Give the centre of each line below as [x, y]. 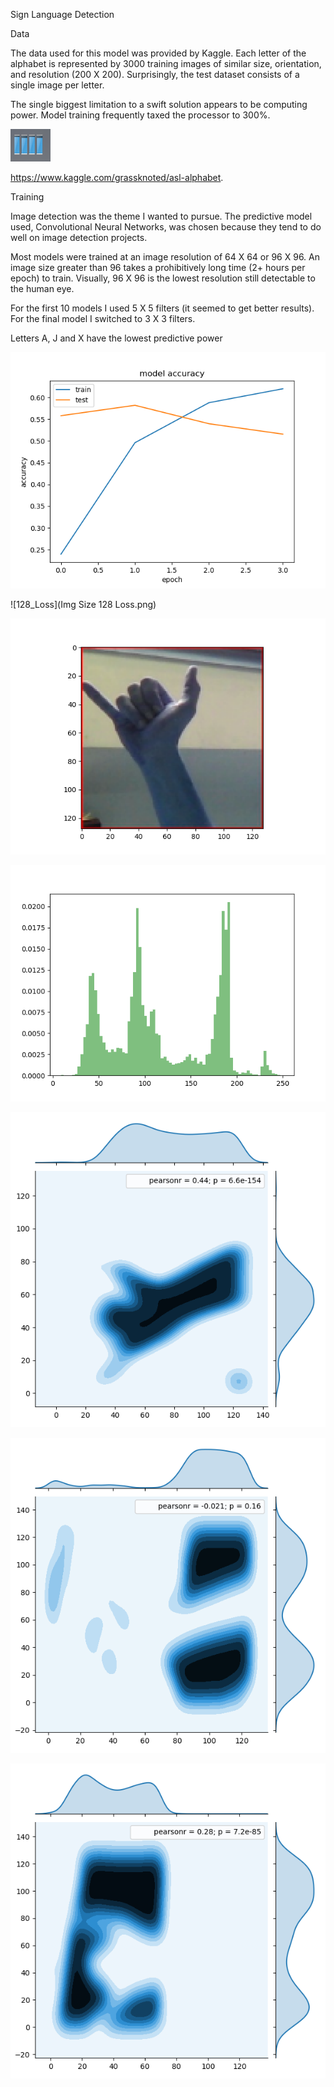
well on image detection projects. [79, 237]
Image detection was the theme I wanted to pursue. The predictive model [161, 216]
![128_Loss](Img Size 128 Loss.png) [83, 604]
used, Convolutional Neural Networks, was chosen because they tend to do [166, 227]
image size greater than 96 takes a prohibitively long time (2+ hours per [158, 267]
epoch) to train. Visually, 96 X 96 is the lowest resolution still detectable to [163, 278]
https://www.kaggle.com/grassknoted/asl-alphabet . [117, 177]
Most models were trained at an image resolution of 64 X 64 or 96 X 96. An [165, 257]
